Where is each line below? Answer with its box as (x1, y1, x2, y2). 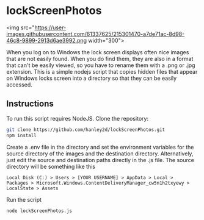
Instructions (6, 99, 54, 109)
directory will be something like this (6, 163, 96, 170)
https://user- (34, 24, 67, 31)
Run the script (6, 196, 42, 203)
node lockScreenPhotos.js (6, 208, 72, 214)
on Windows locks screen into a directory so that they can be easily (6, 74, 177, 82)
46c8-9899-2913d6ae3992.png (6, 37, 87, 44)
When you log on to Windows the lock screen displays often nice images (6, 48, 189, 55)
